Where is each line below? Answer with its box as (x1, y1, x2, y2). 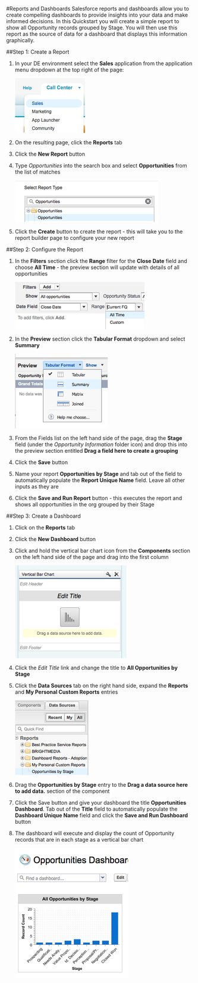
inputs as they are (14, 483, 59, 490)
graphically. (6, 37, 35, 44)
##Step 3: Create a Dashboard (6, 512, 81, 520)
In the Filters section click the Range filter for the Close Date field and (14, 258, 187, 264)
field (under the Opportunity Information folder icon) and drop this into (14, 441, 188, 448)
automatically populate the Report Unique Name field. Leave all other (14, 477, 186, 484)
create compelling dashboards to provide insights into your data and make (6, 11, 188, 18)
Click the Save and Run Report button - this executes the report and (14, 494, 183, 502)
